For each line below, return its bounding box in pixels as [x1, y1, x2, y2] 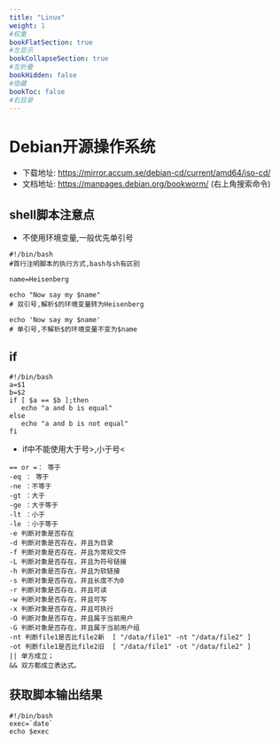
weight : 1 [9, 21, 46, 30]
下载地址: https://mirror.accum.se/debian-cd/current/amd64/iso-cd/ [21, 168, 271, 178]
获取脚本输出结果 [9, 687, 103, 702]
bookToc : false [9, 87, 66, 96]
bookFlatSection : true [9, 37, 93, 47]
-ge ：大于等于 [9, 501, 59, 510]
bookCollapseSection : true [9, 54, 109, 63]
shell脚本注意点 [9, 207, 95, 222]
